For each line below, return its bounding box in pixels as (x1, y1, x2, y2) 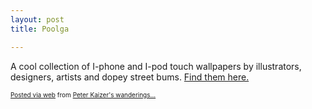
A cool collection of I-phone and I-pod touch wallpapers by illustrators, (10, 60, 302, 72)
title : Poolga (10, 24, 70, 34)
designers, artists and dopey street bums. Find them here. (10, 71, 250, 83)
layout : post (10, 14, 65, 25)
